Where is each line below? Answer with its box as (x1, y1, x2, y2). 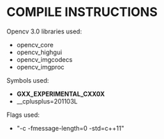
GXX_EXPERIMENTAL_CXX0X (16, 90, 105, 98)
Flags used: (6, 111, 40, 119)
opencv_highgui (16, 48, 63, 56)
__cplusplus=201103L (16, 97, 78, 105)
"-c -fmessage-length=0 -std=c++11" (16, 124, 124, 132)
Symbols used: (6, 76, 49, 84)
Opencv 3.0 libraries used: (6, 27, 83, 35)
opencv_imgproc (16, 63, 65, 71)
